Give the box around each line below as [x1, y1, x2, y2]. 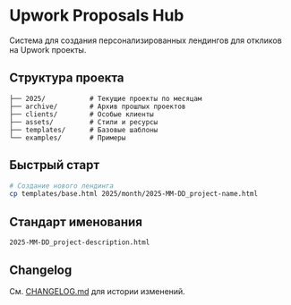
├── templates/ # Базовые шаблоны [9, 125, 158, 134]
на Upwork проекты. [9, 44, 87, 55]
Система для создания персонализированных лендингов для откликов [9, 35, 282, 46]
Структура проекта [9, 71, 124, 86]
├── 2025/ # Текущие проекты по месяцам [9, 94, 202, 103]
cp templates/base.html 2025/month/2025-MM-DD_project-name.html [9, 190, 258, 199]
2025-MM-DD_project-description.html [9, 238, 150, 247]
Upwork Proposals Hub [9, 5, 184, 26]
